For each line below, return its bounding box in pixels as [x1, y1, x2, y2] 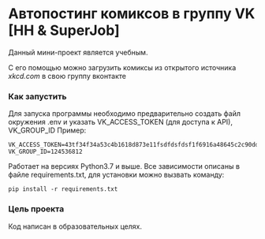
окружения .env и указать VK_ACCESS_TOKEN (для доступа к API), [8, 118, 233, 127]
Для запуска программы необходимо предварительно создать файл [8, 109, 241, 118]
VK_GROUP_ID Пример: [8, 125, 87, 135]
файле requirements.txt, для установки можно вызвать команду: [8, 170, 225, 180]
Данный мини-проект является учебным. [8, 47, 148, 57]
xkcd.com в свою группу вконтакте [8, 71, 126, 80]
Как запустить [8, 91, 67, 102]
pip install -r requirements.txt [8, 185, 118, 193]
